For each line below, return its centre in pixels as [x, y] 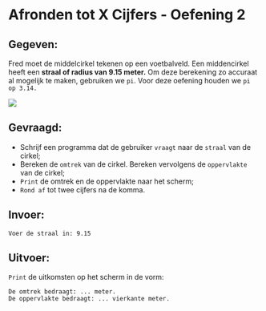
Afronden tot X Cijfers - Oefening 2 [127, 15]
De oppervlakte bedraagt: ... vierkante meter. [89, 299]
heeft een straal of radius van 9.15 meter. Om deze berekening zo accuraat [133, 72]
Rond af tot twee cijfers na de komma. [83, 189]
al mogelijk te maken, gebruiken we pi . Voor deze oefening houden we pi [129, 81]
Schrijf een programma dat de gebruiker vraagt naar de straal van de [135, 147]
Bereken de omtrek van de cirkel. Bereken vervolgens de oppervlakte [133, 164]
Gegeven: [33, 44]
